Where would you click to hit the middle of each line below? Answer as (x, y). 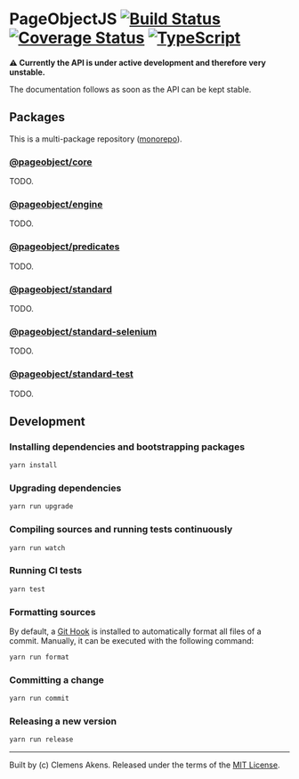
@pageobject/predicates (65, 247)
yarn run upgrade (41, 507)
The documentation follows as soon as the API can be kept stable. (130, 89)
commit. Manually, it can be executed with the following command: (132, 640)
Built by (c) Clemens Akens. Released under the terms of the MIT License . (145, 765)
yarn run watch (37, 548)
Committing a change (57, 679)
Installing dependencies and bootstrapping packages (127, 447)
